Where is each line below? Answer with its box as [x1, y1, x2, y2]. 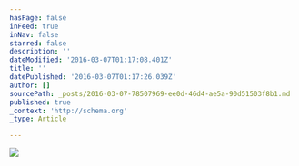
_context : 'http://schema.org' [9, 106, 128, 115]
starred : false [9, 38, 67, 48]
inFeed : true [9, 22, 59, 31]
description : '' [9, 47, 71, 56]
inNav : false [9, 30, 59, 39]
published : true [9, 97, 71, 107]
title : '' [9, 64, 47, 73]
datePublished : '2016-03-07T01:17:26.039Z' [9, 73, 177, 82]
